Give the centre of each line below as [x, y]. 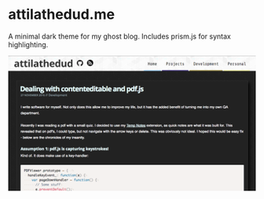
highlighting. [28, 44]
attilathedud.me [62, 15]
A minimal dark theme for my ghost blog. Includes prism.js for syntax [120, 36]
